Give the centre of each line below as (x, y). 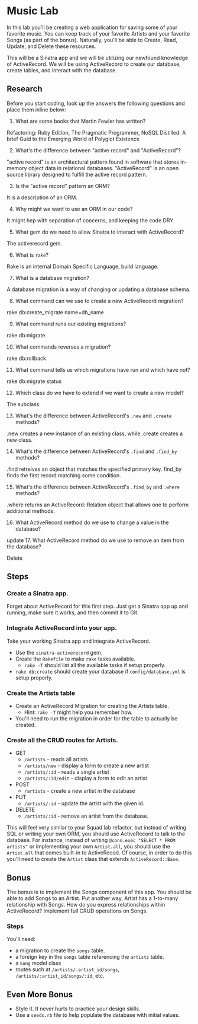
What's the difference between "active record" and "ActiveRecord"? (98, 150)
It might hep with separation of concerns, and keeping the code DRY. (91, 220)
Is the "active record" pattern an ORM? (62, 186)
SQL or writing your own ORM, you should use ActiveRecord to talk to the (96, 834)
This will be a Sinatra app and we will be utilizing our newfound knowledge (98, 58)
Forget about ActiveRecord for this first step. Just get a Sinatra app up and (98, 607)
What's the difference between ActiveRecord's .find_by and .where (97, 487)
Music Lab (33, 11)
